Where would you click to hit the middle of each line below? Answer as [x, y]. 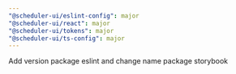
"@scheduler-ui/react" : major [60, 23]
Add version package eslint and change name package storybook [118, 61]
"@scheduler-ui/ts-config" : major [67, 38]
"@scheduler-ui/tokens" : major [61, 31]
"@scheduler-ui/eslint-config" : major [74, 16]
